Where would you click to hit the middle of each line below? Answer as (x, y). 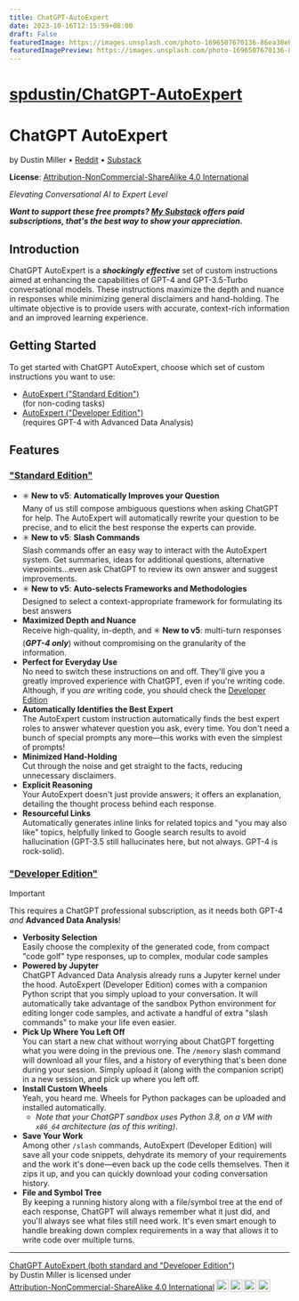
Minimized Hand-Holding (69, 756)
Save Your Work (53, 1135)
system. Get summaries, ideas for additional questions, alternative (143, 559)
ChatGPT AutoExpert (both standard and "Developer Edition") (122, 1265)
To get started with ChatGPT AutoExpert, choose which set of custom (137, 367)
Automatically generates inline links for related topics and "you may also (154, 822)
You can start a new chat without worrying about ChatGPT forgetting (148, 1041)
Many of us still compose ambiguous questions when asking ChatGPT (150, 508)
